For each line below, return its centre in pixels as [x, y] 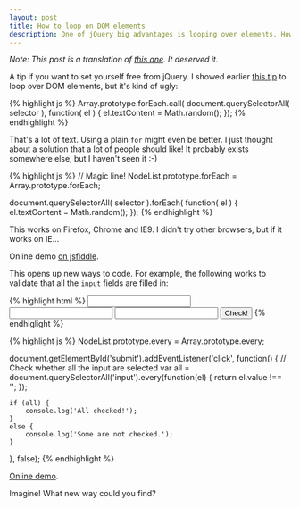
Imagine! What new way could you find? [83, 494]
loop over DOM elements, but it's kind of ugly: [94, 87]
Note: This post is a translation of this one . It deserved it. [114, 60]
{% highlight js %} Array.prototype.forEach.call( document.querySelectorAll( [150, 104]
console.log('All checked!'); [82, 411]
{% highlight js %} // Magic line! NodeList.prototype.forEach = [124, 176]
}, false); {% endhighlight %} [62, 459]
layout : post [33, 17]
